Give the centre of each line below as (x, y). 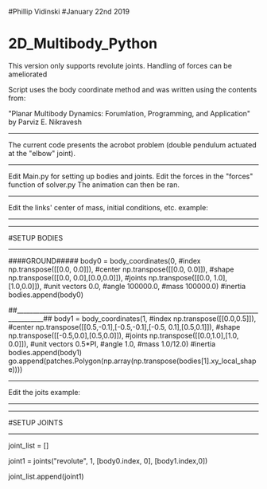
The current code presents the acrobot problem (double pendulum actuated (132, 145)
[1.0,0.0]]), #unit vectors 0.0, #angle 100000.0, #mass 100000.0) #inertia (127, 286)
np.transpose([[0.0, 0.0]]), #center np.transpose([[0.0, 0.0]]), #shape (121, 269)
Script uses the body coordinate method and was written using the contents (133, 89)
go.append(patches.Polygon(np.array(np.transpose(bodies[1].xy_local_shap (132, 361)
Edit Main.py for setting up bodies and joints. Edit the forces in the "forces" (131, 176)
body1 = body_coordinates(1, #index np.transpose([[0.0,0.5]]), (155, 319)
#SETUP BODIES (36, 237)
